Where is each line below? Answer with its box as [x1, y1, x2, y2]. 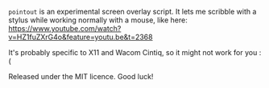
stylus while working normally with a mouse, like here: [8, 15, 188, 25]
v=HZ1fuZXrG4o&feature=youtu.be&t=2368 [8, 32, 153, 42]
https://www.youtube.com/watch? [8, 24, 122, 33]
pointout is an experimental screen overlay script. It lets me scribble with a [8, 7, 257, 16]
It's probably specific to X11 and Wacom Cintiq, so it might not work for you [8, 48, 258, 57]
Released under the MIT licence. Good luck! [8, 72, 154, 81]
